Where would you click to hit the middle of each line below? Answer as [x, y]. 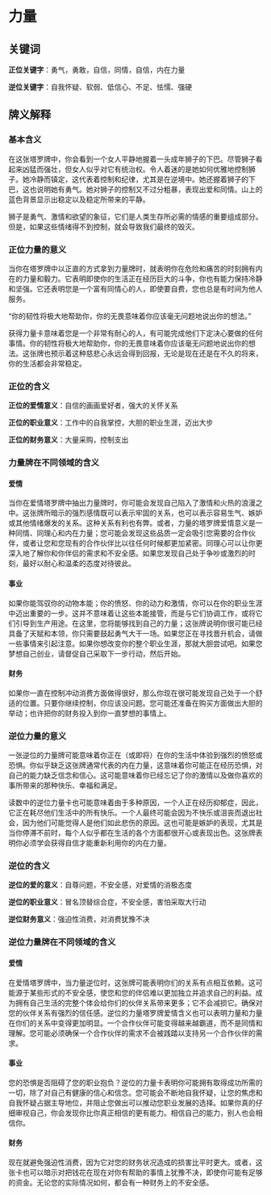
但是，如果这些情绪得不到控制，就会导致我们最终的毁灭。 [104, 226]
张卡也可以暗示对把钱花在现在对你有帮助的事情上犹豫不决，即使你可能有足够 [135, 1172]
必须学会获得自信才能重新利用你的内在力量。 [96, 843]
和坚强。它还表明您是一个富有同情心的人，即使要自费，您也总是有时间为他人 [135, 288]
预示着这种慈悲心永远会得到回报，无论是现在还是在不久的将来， [156, 353]
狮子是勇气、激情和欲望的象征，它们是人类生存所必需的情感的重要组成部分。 [135, 216]
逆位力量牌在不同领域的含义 [62, 942]
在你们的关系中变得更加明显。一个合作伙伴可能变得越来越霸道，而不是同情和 [135, 1023]
